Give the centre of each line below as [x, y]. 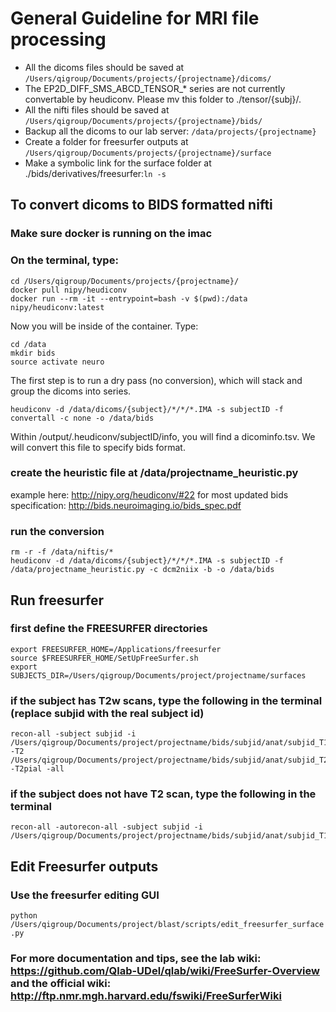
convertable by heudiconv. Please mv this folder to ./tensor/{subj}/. [163, 99]
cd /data [28, 344]
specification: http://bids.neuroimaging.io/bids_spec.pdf [126, 505]
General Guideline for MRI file [135, 18]
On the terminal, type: [64, 260]
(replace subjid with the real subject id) [107, 713]
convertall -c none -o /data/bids [82, 418]
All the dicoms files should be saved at [104, 67]
